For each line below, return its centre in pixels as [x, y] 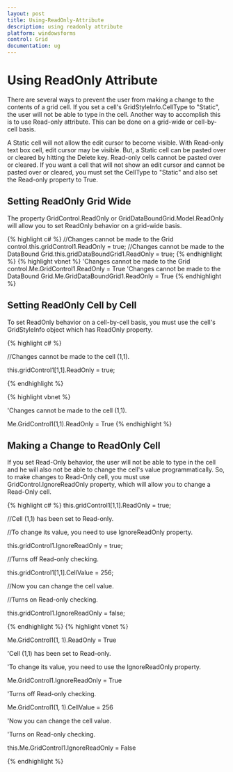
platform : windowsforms [42, 33]
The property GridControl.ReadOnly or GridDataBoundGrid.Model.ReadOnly [115, 218]
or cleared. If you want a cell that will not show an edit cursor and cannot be [116, 165]
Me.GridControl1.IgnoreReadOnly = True [65, 681]
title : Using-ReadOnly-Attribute [56, 20]
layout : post [26, 14]
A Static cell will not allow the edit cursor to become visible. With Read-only [115, 143]
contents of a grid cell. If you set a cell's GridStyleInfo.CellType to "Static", [114, 107]
